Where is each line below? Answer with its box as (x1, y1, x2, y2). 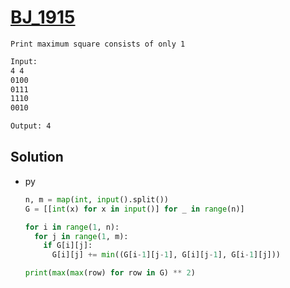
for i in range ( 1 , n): (24, 222, 120, 232)
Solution (10, 149, 64, 166)
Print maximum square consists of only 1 (10, 39, 186, 49)
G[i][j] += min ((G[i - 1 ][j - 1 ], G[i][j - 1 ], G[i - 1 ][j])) (51, 250, 282, 260)
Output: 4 (10, 121, 52, 131)
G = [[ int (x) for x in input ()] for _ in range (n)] (24, 204, 245, 214)
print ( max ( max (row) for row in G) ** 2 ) (24, 268, 196, 278)
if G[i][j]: (43, 241, 93, 251)
